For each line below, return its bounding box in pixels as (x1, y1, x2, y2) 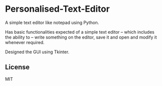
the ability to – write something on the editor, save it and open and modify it (5, 34, 157, 40)
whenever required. (5, 39, 45, 45)
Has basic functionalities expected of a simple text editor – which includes (5, 29, 155, 35)
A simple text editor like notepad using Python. (5, 20, 99, 25)
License (5, 63, 30, 71)
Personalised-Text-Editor (5, 3, 110, 15)
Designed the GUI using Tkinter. (5, 49, 69, 55)
